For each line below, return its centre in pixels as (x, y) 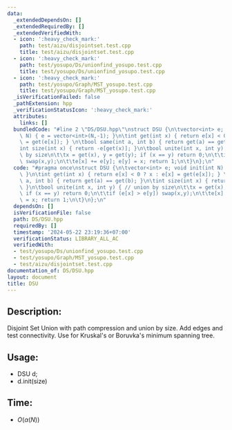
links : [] (34, 123)
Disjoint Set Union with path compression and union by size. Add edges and (115, 328)
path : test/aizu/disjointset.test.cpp (75, 46)
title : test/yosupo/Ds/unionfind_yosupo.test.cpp (93, 71)
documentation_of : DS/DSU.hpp (51, 270)
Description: (35, 311)
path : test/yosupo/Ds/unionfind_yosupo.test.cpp (91, 65)
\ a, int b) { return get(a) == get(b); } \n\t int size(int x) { (114, 180)
